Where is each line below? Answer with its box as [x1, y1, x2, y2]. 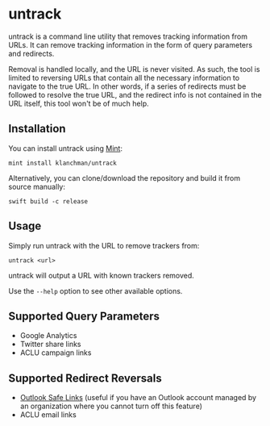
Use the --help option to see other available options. [8, 286, 183, 295]
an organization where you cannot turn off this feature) [19, 401, 203, 411]
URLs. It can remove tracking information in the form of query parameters [8, 40, 252, 49]
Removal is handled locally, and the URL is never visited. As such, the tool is [8, 64, 260, 73]
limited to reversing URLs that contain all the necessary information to [8, 73, 240, 82]
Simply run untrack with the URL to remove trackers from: [8, 240, 200, 250]
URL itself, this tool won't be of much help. [8, 98, 149, 108]
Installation [8, 122, 66, 136]
